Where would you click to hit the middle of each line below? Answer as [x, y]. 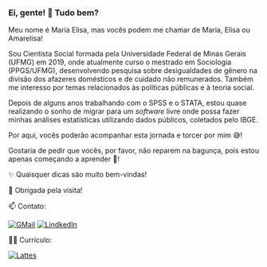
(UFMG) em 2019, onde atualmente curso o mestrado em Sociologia [120, 62]
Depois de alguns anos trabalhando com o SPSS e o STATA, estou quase [128, 103]
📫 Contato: [27, 207]
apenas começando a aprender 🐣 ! [64, 159]
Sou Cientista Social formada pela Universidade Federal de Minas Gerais [128, 54]
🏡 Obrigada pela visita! [45, 191]
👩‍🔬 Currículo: [30, 240]
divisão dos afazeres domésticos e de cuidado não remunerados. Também [131, 79]
